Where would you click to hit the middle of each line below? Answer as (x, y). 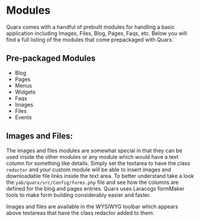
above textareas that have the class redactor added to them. (80, 213)
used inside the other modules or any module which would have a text (93, 156)
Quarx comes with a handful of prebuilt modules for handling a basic (90, 27)
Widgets (25, 92)
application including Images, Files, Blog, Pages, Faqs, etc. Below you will (96, 33)
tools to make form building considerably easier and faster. (79, 195)
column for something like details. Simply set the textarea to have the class (98, 163)
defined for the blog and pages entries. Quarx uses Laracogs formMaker (96, 188)
